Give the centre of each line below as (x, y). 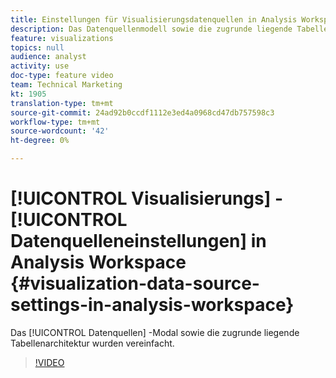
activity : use (40, 66)
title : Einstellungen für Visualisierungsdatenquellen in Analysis (154, 19)
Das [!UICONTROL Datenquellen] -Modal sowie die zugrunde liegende (155, 332)
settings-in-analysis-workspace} (152, 305)
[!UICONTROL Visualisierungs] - (147, 198)
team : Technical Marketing (66, 85)
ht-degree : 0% (40, 141)
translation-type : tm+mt (62, 103)
